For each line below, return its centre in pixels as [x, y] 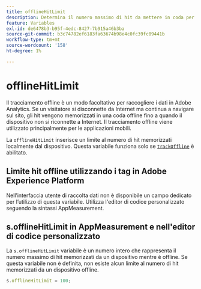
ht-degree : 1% [24, 51]
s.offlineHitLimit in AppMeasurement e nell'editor [101, 227]
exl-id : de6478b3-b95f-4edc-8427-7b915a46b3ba [65, 29]
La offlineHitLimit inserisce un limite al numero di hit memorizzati [89, 139]
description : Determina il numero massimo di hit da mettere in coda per [100, 17]
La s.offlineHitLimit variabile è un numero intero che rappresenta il [91, 251]
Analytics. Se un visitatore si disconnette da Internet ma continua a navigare [100, 109]
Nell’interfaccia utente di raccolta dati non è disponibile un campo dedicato [99, 195]
